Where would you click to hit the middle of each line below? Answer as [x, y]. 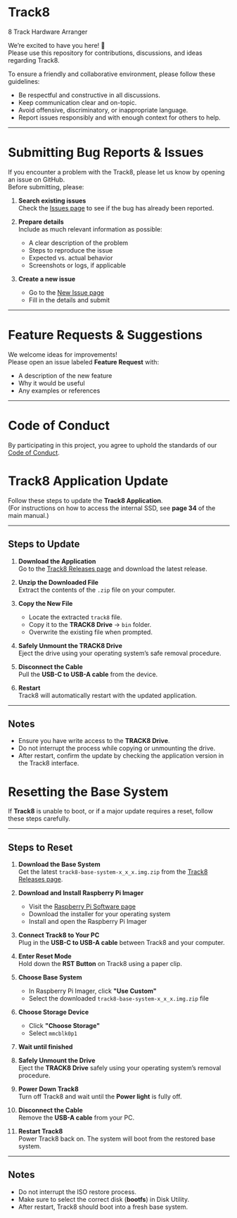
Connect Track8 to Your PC [59, 935]
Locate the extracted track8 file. [75, 617]
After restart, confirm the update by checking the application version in [121, 756]
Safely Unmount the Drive [57, 1060]
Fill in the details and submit [69, 300]
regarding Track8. [34, 60]
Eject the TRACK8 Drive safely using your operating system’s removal [120, 1068]
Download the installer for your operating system [100, 914]
